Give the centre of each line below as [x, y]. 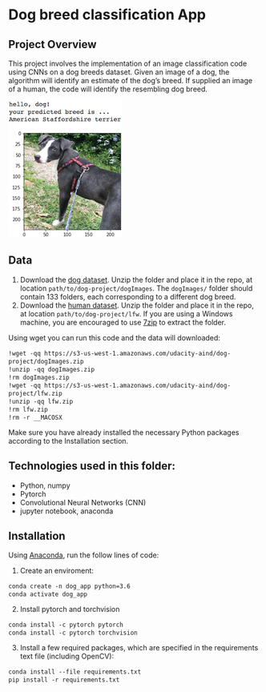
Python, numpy [45, 485]
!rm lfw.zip [28, 409]
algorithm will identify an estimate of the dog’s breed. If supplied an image [131, 80]
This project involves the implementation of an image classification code [128, 63]
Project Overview [52, 44]
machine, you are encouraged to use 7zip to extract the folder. [123, 322]
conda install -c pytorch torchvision [73, 633]
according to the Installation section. [69, 441]
